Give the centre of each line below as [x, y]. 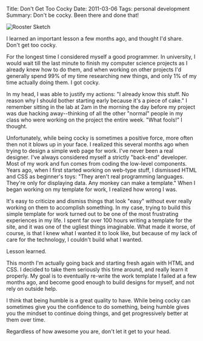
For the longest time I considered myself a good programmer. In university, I [101, 57]
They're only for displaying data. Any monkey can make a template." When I [101, 183]
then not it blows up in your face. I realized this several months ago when [98, 144]
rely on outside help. [32, 289]
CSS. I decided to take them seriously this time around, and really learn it [97, 269]
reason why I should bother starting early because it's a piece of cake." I [97, 100]
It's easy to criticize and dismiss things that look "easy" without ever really [99, 201]
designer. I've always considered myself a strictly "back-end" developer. [97, 157]
